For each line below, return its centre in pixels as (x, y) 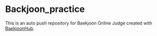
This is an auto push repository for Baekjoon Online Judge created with (79, 23)
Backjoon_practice (45, 9)
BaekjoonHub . (20, 28)
